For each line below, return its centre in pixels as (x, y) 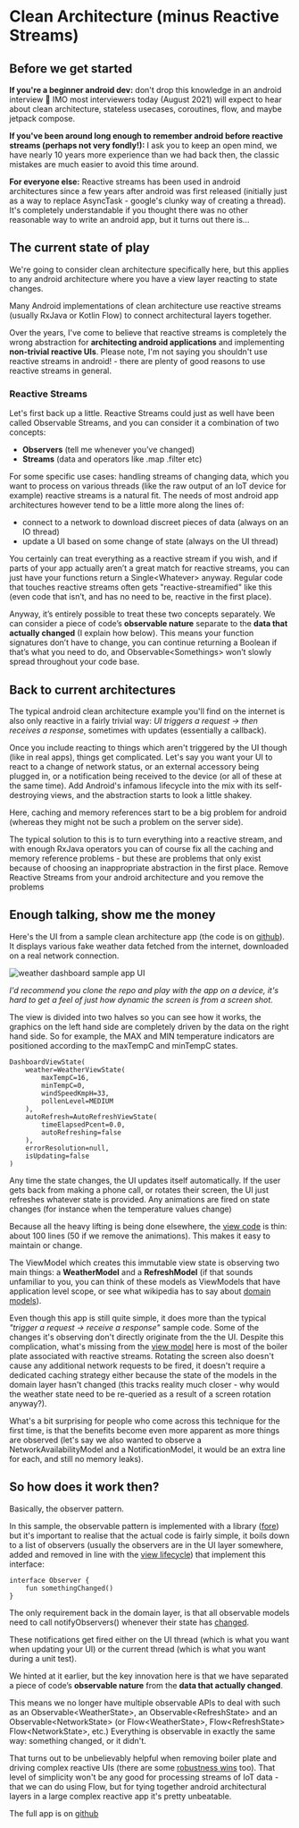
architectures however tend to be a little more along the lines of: (127, 505)
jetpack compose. (42, 119)
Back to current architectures (93, 689)
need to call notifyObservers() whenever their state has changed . (129, 1622)
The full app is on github (54, 1813)
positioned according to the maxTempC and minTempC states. (124, 1045)
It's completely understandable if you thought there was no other (129, 210)
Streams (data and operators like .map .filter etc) (112, 459)
